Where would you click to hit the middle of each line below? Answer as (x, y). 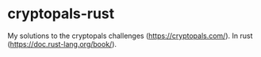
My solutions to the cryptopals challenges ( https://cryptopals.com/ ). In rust (130, 36)
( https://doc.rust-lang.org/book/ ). (62, 44)
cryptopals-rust (61, 14)
